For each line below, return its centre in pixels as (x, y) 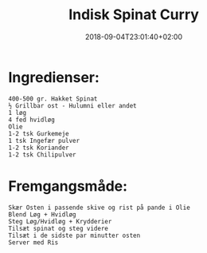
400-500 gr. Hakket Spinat (53, 99)
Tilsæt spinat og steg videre (59, 228)
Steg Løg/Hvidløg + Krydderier (60, 221)
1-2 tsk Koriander (39, 148)
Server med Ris (33, 242)
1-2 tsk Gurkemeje (39, 133)
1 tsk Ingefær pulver (44, 140)
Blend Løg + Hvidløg (43, 214)
